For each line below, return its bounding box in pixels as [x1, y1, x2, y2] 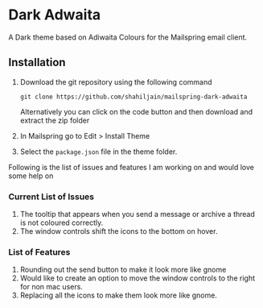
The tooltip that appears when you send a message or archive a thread [19, 210, 256, 219]
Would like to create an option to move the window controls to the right [19, 273, 256, 283]
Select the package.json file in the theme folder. [19, 147, 178, 156]
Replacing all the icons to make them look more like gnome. [19, 290, 217, 300]
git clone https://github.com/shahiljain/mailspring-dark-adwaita [19, 93, 248, 101]
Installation [8, 56, 66, 69]
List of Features [8, 246, 71, 257]
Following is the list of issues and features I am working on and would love [8, 162, 255, 172]
